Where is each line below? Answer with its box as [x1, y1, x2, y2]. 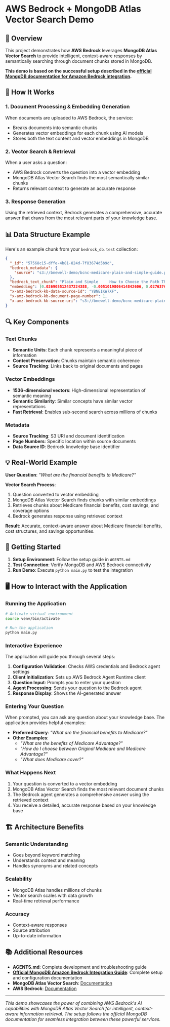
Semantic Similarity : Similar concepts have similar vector [12, 398, 133, 404]
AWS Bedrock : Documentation [12, 985, 77, 992]
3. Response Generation [5, 198, 66, 205]
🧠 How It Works [5, 88, 55, 97]
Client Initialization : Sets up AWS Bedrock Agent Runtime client [12, 674, 146, 680]
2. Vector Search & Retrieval [5, 148, 76, 155]
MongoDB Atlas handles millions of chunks [12, 887, 102, 893]
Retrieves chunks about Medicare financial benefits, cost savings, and [12, 502, 159, 508]
